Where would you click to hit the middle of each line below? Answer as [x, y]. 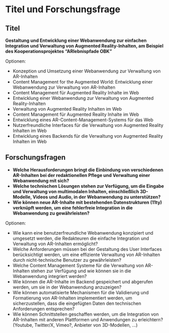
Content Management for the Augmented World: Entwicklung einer [82, 82]
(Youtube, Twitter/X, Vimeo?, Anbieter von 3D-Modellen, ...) [75, 325]
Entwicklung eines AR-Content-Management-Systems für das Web [83, 120]
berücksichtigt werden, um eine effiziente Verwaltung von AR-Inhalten [86, 254]
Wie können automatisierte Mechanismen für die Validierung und [81, 292]
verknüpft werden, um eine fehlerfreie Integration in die [73, 208]
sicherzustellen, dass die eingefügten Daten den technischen [77, 303]
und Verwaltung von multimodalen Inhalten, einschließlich [76, 191]
